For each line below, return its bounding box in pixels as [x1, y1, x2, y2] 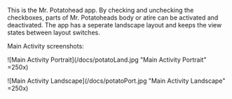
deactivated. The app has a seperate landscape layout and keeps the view [7, 21, 222, 29]
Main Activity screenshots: [7, 42, 84, 50]
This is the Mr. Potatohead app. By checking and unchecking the [7, 6, 194, 14]
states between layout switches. [7, 28, 100, 37]
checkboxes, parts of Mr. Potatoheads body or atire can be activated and [7, 13, 219, 22]
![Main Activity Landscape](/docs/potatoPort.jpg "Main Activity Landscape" [7, 77, 226, 85]
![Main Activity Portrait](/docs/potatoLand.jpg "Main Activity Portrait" [7, 55, 207, 64]
